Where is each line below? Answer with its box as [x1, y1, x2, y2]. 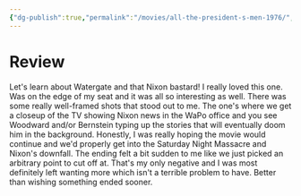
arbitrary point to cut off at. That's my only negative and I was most [9, 158, 258, 168]
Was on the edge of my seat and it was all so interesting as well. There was [9, 90, 287, 101]
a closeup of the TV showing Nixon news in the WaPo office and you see [9, 109, 278, 121]
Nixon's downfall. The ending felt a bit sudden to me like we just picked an [9, 148, 284, 158]
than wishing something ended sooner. [9, 176, 153, 187]
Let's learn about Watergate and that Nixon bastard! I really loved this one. [9, 81, 284, 92]
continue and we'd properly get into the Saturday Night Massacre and [9, 138, 267, 149]
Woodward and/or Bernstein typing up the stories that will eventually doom [9, 119, 286, 130]
